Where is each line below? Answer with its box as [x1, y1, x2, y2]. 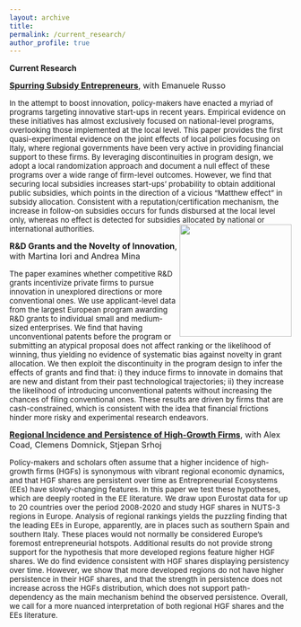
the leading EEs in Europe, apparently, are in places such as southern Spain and [9, 520, 290, 531]
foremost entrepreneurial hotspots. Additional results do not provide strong [9, 538, 273, 549]
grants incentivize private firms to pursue [9, 278, 154, 288]
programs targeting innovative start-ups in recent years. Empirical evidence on [9, 107, 287, 118]
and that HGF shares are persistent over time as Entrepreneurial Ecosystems [9, 475, 278, 486]
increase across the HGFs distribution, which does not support [9, 583, 230, 594]
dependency [9, 592, 54, 603]
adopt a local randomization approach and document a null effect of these [9, 161, 271, 172]
